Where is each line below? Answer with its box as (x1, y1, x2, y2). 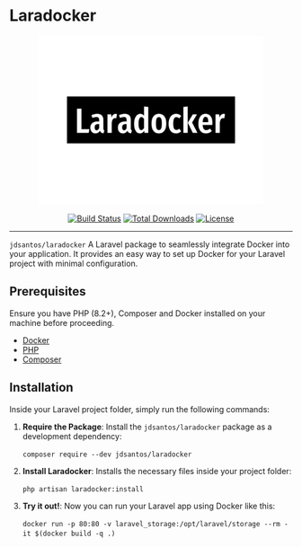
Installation (9, 380, 74, 395)
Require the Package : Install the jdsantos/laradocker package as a (22, 421, 272, 432)
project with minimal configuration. (9, 258, 138, 269)
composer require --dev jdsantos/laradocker (22, 450, 192, 459)
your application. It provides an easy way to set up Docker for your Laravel (9, 248, 286, 259)
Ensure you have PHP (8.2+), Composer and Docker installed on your (9, 307, 266, 319)
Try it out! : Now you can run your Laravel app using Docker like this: (22, 500, 276, 511)
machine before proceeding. (9, 317, 115, 328)
